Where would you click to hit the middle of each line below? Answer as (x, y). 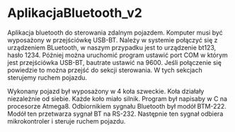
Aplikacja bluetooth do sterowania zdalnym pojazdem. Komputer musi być (115, 32)
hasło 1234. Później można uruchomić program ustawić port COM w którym (117, 55)
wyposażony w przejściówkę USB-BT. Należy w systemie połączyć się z (113, 40)
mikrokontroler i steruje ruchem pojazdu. (67, 121)
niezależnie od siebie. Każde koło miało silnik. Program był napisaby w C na (117, 98)
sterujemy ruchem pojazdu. (47, 77)
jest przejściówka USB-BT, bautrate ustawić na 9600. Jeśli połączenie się (114, 62)
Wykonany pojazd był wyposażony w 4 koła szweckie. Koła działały (106, 91)
